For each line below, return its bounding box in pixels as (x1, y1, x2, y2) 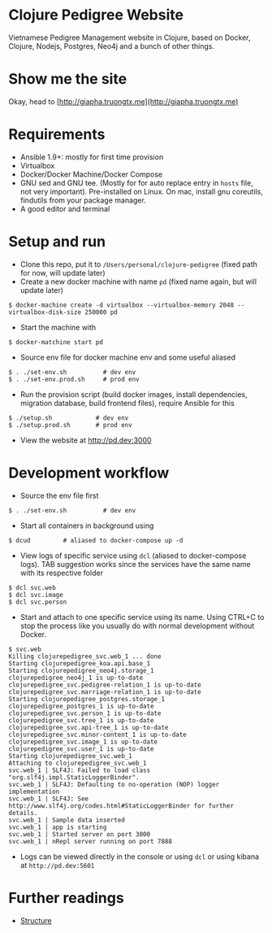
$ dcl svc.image (8, 591, 63, 599)
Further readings (8, 888, 124, 907)
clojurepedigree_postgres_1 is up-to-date (8, 702, 154, 710)
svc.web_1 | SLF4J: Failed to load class (8, 766, 151, 774)
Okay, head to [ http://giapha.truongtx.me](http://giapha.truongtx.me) (8, 96, 239, 107)
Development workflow (8, 464, 170, 482)
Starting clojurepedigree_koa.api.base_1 (8, 659, 151, 668)
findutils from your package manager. (19, 195, 146, 205)
